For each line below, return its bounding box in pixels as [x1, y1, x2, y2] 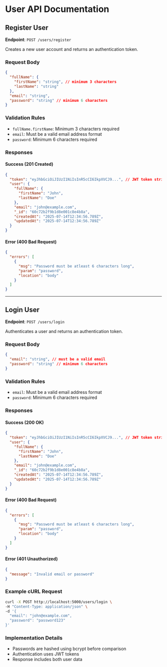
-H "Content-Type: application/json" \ [5, 604, 88, 609]
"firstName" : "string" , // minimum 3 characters [14, 79, 117, 84]
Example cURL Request [5, 588, 63, 595]
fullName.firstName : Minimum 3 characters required [12, 126, 120, 132]
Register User [5, 23, 49, 32]
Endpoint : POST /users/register [5, 36, 72, 42]
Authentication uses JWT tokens [12, 651, 80, 657]
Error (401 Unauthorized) [5, 556, 58, 562]
